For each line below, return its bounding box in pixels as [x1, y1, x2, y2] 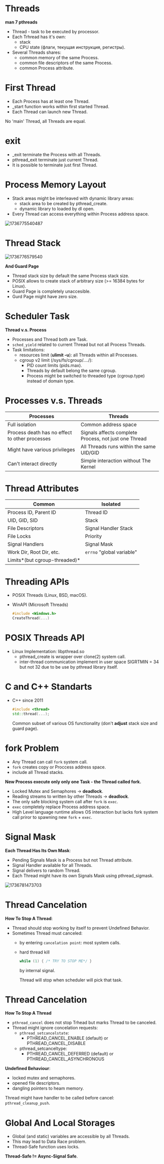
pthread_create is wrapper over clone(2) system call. [19, 654, 126, 660]
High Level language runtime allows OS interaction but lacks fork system [12, 809, 158, 815]
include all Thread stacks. [12, 769, 64, 775]
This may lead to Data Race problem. [12, 1139, 87, 1144]
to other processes [7, 435, 51, 442]
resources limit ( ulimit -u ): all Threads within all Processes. [19, 352, 138, 358]
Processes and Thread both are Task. [12, 336, 88, 342]
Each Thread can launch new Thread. [12, 109, 88, 115]
